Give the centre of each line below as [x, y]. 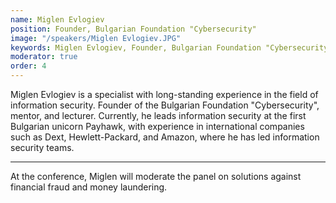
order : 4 [28, 66]
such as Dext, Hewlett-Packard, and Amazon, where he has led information [165, 137]
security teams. [42, 147]
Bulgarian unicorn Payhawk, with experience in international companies [157, 126]
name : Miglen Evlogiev [57, 19]
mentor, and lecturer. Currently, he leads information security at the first [158, 115]
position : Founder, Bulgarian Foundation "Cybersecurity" [133, 29]
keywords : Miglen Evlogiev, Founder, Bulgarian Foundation [136, 47]
